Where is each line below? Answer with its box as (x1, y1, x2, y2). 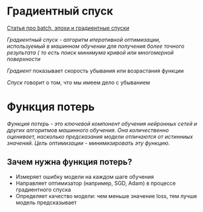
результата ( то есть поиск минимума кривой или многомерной (7, 48, 175, 56)
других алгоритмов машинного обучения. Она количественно (7, 126, 169, 134)
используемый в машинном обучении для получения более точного (7, 42, 185, 50)
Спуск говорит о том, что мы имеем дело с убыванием (7, 79, 150, 86)
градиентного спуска (15, 186, 72, 193)
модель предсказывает (15, 199, 77, 206)
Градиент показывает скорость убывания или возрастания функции (7, 67, 184, 74)
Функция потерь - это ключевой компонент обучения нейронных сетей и (7, 120, 198, 127)
